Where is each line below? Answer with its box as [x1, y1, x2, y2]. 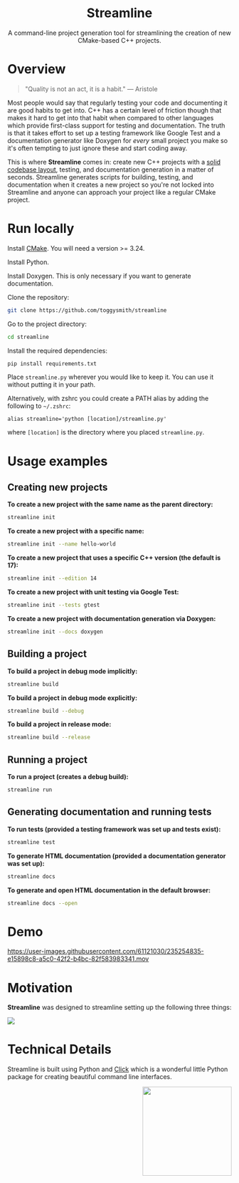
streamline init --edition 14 [7, 575, 97, 582]
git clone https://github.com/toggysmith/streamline [7, 306, 167, 314]
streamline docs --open [7, 900, 78, 907]
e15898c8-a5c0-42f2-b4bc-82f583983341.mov [7, 954, 149, 963]
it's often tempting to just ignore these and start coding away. [7, 144, 188, 152]
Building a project [7, 648, 87, 660]
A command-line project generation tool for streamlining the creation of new [8, 28, 231, 37]
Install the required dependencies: [7, 346, 108, 355]
